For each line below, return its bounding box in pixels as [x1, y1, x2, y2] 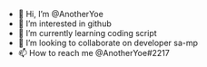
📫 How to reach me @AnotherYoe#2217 [17, 48, 170, 58]
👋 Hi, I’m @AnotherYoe [17, 9, 104, 19]
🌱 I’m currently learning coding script [17, 28, 157, 38]
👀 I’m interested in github [17, 18, 112, 29]
